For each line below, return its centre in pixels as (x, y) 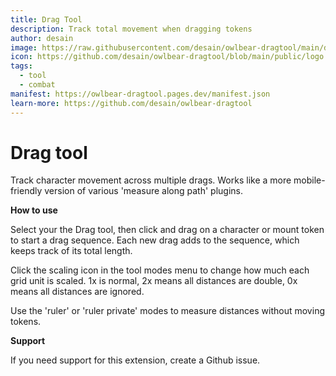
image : (24, 47)
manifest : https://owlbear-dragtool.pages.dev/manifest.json (140, 94)
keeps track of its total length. (71, 251)
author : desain (42, 38)
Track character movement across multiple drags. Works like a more (151, 180)
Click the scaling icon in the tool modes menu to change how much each (160, 270)
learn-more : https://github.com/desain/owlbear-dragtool (131, 103)
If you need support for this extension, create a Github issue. (135, 360)
